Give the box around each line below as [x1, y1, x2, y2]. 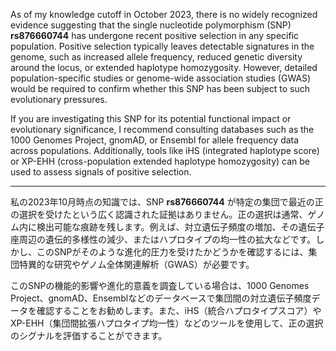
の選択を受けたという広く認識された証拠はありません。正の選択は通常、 [10, 209, 308, 220]
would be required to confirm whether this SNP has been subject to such [10, 83, 311, 94]
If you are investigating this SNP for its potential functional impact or [10, 113, 292, 124]
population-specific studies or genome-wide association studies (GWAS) [10, 72, 312, 84]
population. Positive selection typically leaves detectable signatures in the [10, 40, 315, 52]
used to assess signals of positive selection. [10, 166, 192, 178]
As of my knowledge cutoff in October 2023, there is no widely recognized [10, 9, 318, 20]
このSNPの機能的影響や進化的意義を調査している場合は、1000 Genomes [10, 280, 310, 291]
